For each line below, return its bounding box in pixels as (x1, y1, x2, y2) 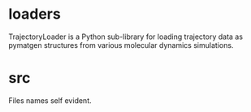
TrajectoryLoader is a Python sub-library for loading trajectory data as (8, 32, 244, 41)
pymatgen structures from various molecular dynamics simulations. (8, 40, 234, 50)
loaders (8, 5, 61, 24)
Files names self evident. (8, 95, 92, 106)
